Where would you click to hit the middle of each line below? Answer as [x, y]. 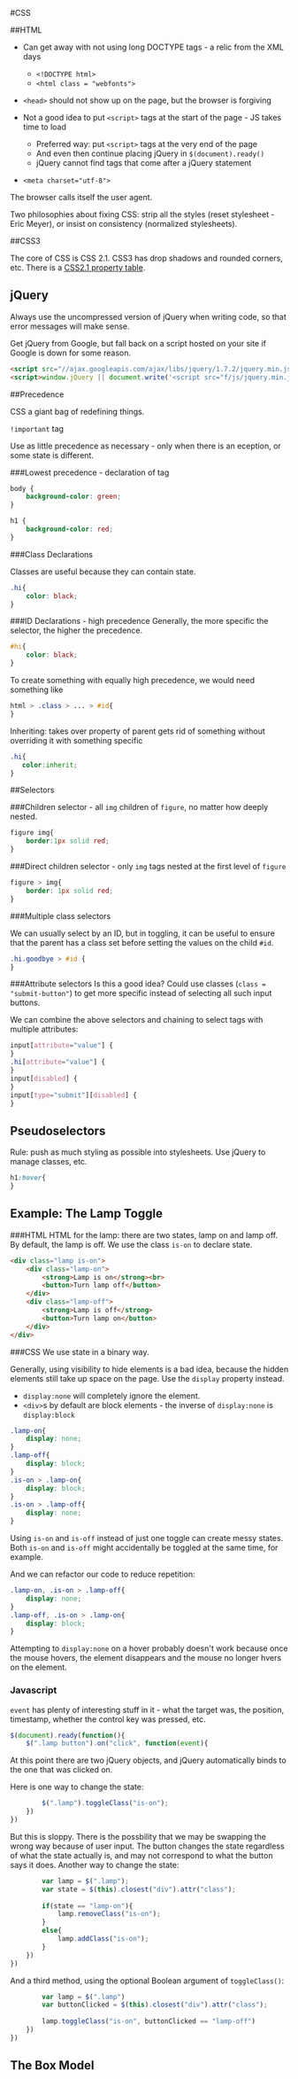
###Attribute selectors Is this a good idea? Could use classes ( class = [138, 984]
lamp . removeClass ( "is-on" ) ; [109, 1914]
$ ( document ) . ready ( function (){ [68, 1735]
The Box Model [52, 2065]
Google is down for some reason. [71, 353]
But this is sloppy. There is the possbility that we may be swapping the [138, 1836]
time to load [45, 127]
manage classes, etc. [49, 1162]
